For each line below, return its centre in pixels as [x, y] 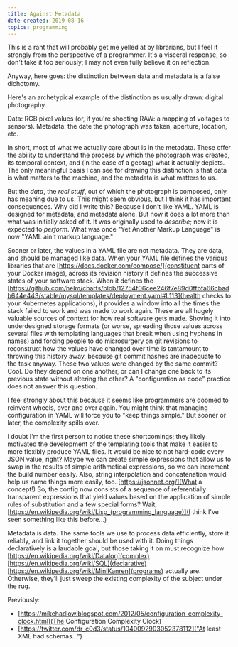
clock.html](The [41, 621]
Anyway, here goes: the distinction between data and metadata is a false [114, 76]
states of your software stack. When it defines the [81, 281]
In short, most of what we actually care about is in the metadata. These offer [119, 148]
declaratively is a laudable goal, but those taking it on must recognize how [116, 548]
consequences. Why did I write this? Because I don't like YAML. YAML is [113, 207]
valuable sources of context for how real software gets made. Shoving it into [119, 319]
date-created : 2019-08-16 [45, 21]
